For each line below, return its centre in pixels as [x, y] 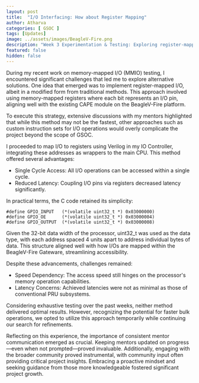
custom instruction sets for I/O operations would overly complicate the [92, 128]
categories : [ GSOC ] [33, 28]
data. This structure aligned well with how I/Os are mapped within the [91, 246]
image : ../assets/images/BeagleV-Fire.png [59, 39]
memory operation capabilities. [52, 281]
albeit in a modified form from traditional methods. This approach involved [97, 91]
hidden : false [24, 56]
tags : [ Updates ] [26, 34]
